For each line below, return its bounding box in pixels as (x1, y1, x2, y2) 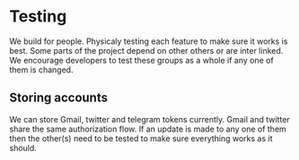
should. (9, 142, 38, 153)
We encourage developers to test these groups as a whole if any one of (9, 55, 274, 65)
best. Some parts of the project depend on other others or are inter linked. (9, 45, 284, 55)
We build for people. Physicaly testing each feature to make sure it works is (9, 36, 288, 46)
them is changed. (9, 64, 74, 75)
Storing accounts (9, 90, 108, 105)
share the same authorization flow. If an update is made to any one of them (9, 123, 287, 134)
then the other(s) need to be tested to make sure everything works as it (9, 132, 273, 144)
